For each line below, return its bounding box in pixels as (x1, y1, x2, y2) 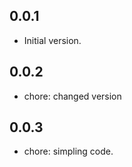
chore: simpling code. (23, 145, 114, 158)
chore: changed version (23, 90, 122, 102)
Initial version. (23, 34, 82, 46)
